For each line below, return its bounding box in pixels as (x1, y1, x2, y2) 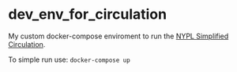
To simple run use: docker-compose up (8, 55, 130, 64)
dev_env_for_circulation (8, 5, 167, 23)
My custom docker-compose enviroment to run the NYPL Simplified (8, 31, 229, 41)
